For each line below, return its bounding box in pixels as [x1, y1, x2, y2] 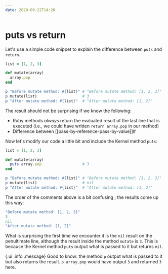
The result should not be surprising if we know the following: [5, 108, 132, 114]
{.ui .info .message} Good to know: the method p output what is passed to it [5, 253, 163, 259]
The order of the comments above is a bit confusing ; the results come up [5, 194, 159, 200]
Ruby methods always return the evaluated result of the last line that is [12, 117, 160, 123]
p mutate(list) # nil [5, 181, 94, 186]
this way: [5, 199, 24, 205]
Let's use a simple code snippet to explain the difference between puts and [5, 46, 162, 52]
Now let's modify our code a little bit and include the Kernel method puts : [5, 138, 158, 144]
